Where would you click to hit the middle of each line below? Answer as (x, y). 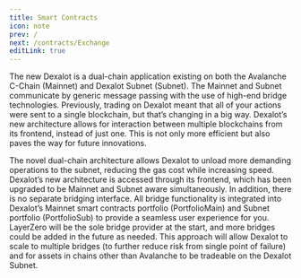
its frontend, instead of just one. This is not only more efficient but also (140, 134)
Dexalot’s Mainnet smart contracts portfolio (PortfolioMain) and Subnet (140, 208)
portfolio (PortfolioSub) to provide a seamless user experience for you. (139, 218)
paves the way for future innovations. (78, 143)
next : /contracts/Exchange (60, 43)
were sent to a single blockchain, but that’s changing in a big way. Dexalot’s (148, 115)
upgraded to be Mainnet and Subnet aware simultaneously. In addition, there (150, 189)
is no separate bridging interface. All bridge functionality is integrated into (146, 199)
